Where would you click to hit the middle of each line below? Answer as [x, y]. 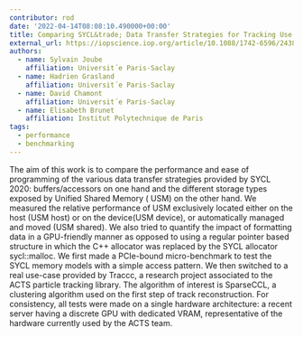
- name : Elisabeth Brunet [66, 110]
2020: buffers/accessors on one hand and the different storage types [138, 188]
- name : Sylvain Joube [60, 60]
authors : [26, 51]
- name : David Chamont [60, 93]
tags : [19, 127]
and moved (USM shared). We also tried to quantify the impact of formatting [151, 227]
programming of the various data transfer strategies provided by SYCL [140, 179]
